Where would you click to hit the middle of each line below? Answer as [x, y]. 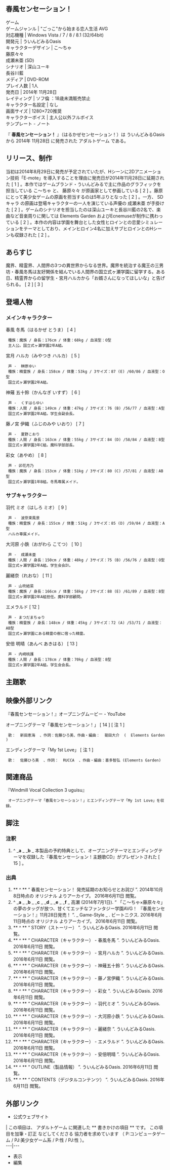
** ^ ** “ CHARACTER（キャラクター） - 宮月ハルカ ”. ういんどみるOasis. [89, 953]
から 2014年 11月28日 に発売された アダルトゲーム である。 [67, 140]
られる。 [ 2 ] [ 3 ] [25, 284]
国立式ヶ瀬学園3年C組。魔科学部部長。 [42, 445]
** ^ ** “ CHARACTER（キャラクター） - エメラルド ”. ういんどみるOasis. [89, 1042]
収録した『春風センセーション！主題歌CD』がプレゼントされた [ [93, 857]
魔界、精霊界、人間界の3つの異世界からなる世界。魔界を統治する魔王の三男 [85, 266]
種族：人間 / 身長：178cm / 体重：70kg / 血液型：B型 [60, 660]
